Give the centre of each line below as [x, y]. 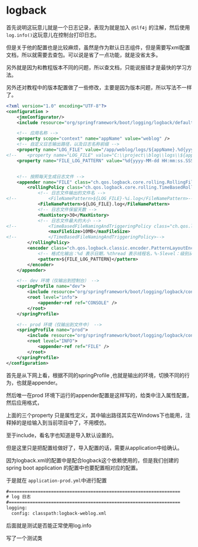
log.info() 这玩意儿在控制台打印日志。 [53, 35]
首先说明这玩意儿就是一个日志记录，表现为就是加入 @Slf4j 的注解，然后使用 [98, 27]
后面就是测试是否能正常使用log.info [49, 525]
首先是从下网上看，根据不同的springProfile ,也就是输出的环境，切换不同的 [95, 375]
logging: [17, 508]
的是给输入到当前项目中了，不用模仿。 [63, 422]
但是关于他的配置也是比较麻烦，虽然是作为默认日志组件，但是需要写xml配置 [98, 47]
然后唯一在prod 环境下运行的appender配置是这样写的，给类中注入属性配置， [99, 395]
